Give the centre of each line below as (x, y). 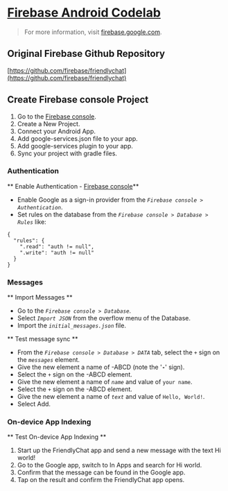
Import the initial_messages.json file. (72, 326)
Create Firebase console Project (78, 100)
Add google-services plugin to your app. (75, 146)
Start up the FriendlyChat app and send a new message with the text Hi (119, 450)
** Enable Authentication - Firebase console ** (73, 186)
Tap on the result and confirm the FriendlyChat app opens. (101, 480)
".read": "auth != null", (57, 247)
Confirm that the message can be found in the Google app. (101, 472)
